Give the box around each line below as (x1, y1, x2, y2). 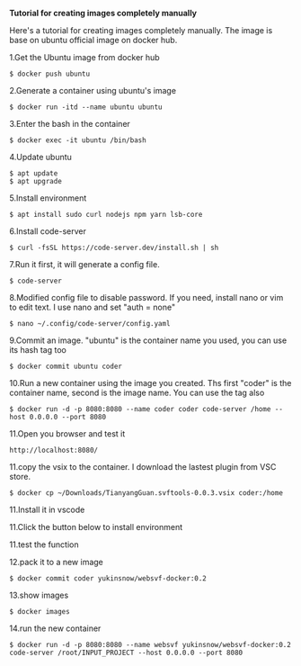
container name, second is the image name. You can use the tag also (9, 387, 265, 398)
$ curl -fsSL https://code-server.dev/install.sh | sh (9, 243, 219, 252)
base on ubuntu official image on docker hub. (9, 35, 178, 45)
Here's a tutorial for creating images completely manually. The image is (9, 25, 273, 35)
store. (9, 472, 31, 481)
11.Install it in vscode (9, 504, 85, 515)
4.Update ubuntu (9, 152, 72, 162)
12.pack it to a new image (9, 557, 103, 567)
